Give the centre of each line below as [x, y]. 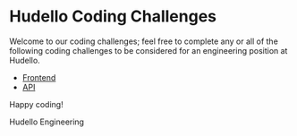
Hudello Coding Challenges [113, 17]
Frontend [39, 77]
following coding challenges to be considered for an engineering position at [148, 50]
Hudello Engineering [47, 122]
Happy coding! [37, 104]
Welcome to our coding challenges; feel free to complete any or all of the [144, 41]
